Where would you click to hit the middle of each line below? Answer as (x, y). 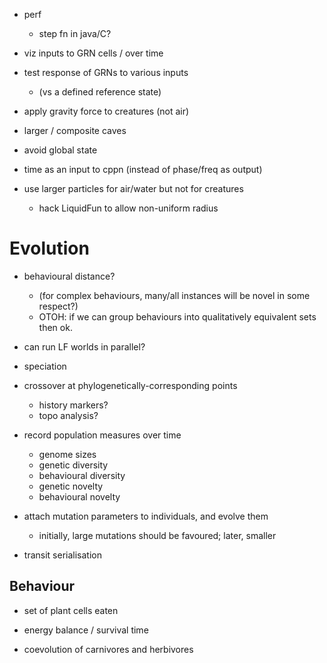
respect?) (58, 306)
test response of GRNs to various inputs (106, 72)
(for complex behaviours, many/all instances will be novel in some (174, 295)
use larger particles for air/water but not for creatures (133, 188)
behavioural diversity (82, 475)
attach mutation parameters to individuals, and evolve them (146, 516)
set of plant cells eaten (71, 610)
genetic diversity (73, 465)
